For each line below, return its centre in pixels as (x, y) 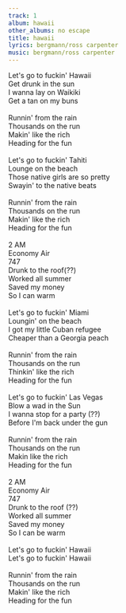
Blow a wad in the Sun (44, 406)
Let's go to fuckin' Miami (49, 312)
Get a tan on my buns (43, 101)
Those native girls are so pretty (59, 177)
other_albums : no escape (49, 30)
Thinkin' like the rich (41, 372)
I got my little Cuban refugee (55, 329)
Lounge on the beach (43, 169)
